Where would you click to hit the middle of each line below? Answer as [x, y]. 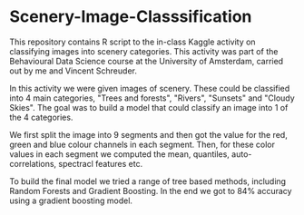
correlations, [33, 163]
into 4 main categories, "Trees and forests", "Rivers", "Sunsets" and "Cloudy [152, 98]
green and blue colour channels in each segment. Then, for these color [142, 144]
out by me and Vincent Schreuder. [74, 71]
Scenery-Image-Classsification [131, 17]
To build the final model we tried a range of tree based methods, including [148, 181]
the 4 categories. [41, 117]
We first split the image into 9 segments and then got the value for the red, [148, 134]
